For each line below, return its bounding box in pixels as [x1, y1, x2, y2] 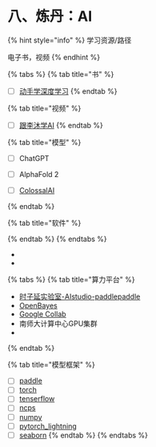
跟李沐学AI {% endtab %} [18, 121, 103, 130]
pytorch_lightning [18, 421, 77, 431]
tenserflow [18, 394, 55, 404]
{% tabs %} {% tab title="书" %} [7, 69, 114, 79]
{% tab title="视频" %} [7, 103, 82, 113]
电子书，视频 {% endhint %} [7, 52, 101, 62]
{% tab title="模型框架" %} [7, 360, 95, 369]
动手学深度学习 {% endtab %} [18, 86, 118, 96]
